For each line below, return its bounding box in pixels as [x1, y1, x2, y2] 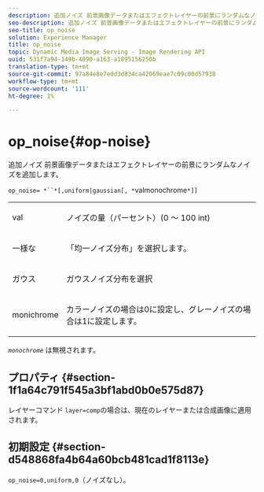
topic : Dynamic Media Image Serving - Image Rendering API [8, 48, 206, 56]
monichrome [12, 309, 59, 320]
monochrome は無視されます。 [8, 346, 101, 355]
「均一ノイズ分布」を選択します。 [66, 243, 192, 254]
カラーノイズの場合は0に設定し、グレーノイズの [66, 304, 244, 315]
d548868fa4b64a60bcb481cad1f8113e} [8, 453, 210, 467]
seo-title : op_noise [8, 26, 76, 34]
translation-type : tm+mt [8, 63, 90, 71]
